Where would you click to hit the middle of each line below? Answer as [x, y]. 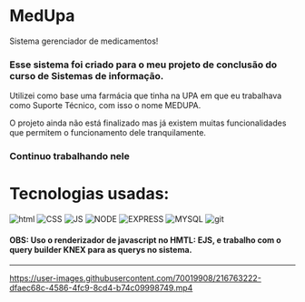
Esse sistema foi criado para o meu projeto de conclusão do [143, 65]
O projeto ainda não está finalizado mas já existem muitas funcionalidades [148, 123]
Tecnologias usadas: [89, 194]
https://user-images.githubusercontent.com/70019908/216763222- [135, 278]
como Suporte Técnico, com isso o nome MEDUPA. [105, 106]
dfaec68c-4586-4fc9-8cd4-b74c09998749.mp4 [101, 288]
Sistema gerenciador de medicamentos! [84, 41]
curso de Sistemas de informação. [87, 75]
